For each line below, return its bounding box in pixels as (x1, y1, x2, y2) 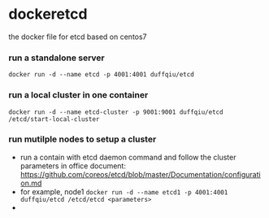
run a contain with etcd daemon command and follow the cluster (20, 152, 236, 162)
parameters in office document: (20, 160, 126, 171)
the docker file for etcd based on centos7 (8, 32, 148, 41)
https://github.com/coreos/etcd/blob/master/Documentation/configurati (20, 169, 262, 179)
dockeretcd (8, 5, 88, 24)
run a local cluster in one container (8, 89, 149, 101)
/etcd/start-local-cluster (8, 115, 100, 123)
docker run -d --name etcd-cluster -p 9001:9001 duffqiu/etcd (8, 107, 223, 116)
